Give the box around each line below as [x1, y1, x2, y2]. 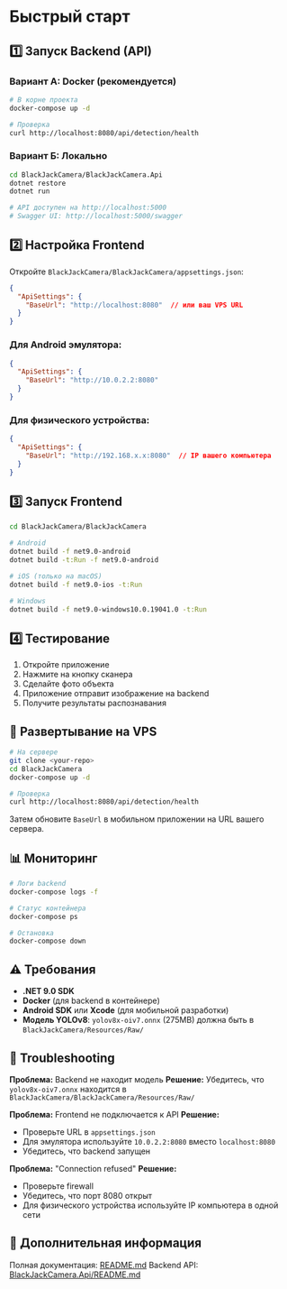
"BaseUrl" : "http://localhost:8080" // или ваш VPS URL [25, 300, 244, 309]
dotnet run [9, 187, 50, 196]
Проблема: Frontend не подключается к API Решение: [9, 1109, 220, 1119]
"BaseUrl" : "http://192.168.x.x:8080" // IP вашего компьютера [25, 451, 272, 460]
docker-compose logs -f [9, 887, 99, 897]
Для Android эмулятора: [9, 338, 122, 351]
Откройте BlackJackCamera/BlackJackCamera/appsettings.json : [9, 266, 245, 277]
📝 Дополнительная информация [9, 1236, 202, 1251]
